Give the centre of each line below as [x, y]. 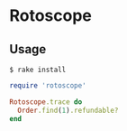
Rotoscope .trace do [46, 102]
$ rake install [38, 70]
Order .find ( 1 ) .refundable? [68, 110]
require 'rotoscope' [48, 86]
